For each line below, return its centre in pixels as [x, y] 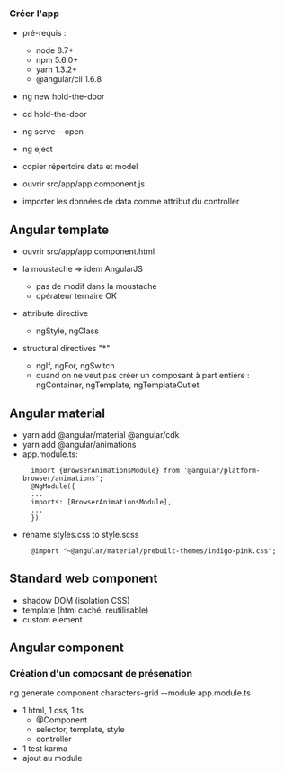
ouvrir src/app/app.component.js [84, 184]
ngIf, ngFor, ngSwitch [75, 366]
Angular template [59, 229]
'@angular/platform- [222, 470]
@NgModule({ [53, 486]
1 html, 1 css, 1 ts [53, 711]
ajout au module [52, 758]
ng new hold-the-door [63, 96]
